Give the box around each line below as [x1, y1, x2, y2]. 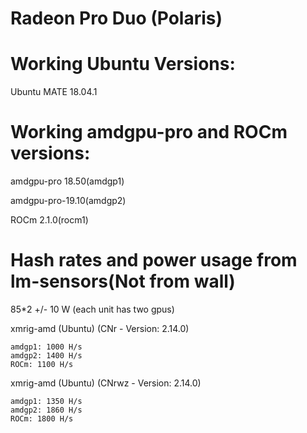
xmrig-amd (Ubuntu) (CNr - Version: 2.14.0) [10, 323, 190, 334]
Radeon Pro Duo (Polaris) [10, 7, 223, 30]
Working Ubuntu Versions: [10, 53, 236, 76]
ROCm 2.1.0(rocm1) [10, 214, 89, 226]
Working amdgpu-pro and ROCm [10, 121, 288, 144]
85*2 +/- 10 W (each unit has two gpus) [10, 303, 175, 315]
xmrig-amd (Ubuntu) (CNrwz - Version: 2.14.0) [10, 377, 202, 389]
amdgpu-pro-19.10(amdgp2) [10, 195, 127, 207]
